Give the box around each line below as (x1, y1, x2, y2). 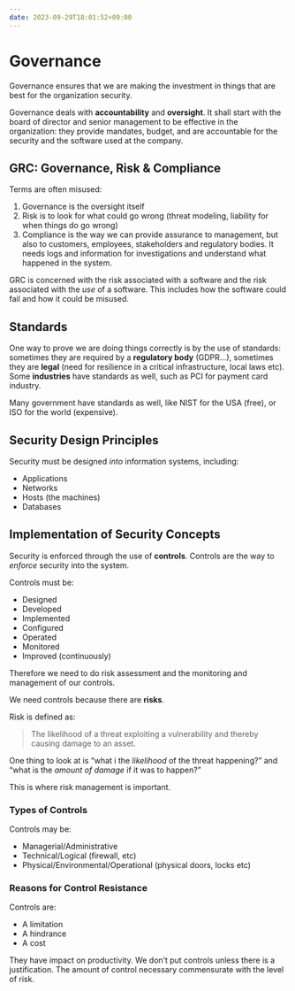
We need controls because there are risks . (9, 694, 165, 704)
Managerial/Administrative (21, 841, 118, 852)
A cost (21, 938, 46, 949)
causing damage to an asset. (30, 738, 137, 749)
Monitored (21, 641, 60, 651)
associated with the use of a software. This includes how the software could (9, 284, 287, 295)
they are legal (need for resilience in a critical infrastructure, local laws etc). (9, 362, 285, 373)
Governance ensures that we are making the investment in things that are (9, 81, 276, 91)
